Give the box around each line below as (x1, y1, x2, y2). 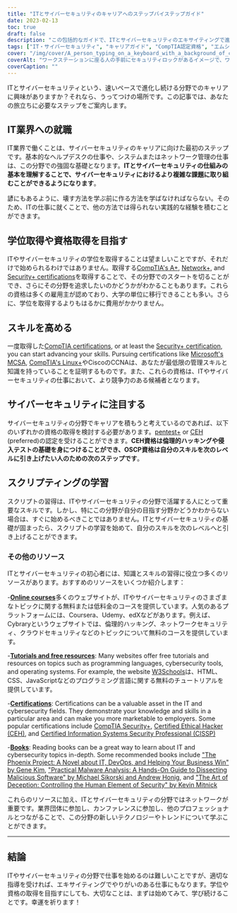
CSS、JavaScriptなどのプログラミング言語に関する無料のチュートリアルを (7, 676, 224, 684)
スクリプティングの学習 (7, 477, 109, 489)
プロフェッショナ (178, 804, 229, 812)
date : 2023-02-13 (7, 17, 59, 24)
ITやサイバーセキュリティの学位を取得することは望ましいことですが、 (7, 255, 210, 263)
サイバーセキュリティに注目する (7, 398, 146, 410)
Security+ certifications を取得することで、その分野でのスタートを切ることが (7, 272, 229, 281)
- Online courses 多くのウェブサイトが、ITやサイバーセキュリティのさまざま (7, 592, 228, 602)
